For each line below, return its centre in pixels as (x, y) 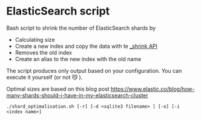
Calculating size (35, 39)
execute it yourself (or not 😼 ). (44, 77)
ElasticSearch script (58, 11)
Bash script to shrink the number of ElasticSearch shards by (81, 28)
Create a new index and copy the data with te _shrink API (86, 46)
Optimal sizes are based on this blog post (58, 88)
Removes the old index (44, 52)
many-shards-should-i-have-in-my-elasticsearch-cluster (77, 95)
